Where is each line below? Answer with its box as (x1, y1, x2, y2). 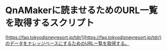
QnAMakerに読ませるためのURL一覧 (5, 5, 158, 16)
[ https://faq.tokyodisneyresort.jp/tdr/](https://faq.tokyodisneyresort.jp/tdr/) (5, 34, 162, 40)
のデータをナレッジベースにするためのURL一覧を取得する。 (5, 40, 129, 46)
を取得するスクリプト (5, 17, 95, 29)
